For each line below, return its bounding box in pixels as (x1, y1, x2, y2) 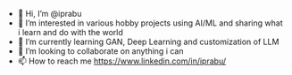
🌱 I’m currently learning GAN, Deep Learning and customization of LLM (17, 36, 279, 47)
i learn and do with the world (17, 27, 123, 37)
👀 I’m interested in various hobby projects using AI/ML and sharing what (17, 18, 283, 28)
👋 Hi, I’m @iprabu (17, 9, 82, 19)
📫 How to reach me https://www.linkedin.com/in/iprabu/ (17, 56, 226, 66)
